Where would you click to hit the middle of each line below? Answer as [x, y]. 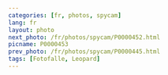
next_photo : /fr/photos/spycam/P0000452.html [84, 37]
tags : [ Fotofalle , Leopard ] [54, 59]
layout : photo [32, 30]
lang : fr [22, 23]
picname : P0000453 [38, 45]
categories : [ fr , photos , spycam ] [65, 15]
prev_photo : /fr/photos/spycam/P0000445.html [84, 52]
